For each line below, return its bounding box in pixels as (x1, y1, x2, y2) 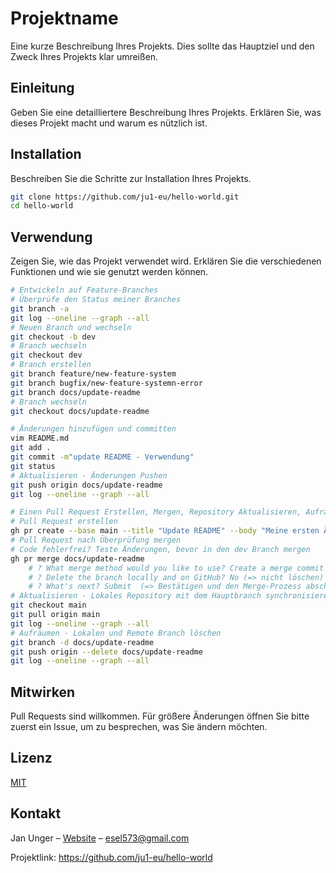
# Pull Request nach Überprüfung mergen (10, 535, 182, 545)
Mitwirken (10, 683, 76, 701)
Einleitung (10, 80, 75, 97)
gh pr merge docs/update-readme (10, 553, 145, 564)
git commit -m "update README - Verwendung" (10, 452, 195, 462)
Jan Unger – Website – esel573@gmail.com (10, 832, 190, 844)
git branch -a (10, 303, 70, 314)
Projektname (10, 7, 119, 30)
